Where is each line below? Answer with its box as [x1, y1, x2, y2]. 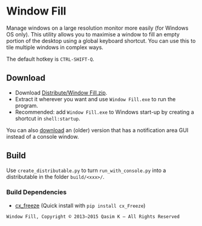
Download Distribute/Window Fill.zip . [15, 89, 108, 96]
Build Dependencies [6, 188, 67, 196]
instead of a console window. [6, 133, 79, 140]
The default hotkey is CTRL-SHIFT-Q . [6, 55, 95, 62]
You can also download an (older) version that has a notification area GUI [6, 126, 189, 134]
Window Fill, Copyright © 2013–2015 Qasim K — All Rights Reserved [6, 213, 180, 219]
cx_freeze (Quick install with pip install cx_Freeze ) [15, 202, 146, 209]
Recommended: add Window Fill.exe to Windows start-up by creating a [15, 108, 195, 116]
